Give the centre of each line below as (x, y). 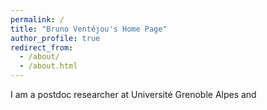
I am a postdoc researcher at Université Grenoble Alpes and (133, 94)
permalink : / (37, 19)
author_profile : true (55, 38)
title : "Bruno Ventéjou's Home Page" (89, 29)
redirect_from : (42, 47)
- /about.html (48, 66)
